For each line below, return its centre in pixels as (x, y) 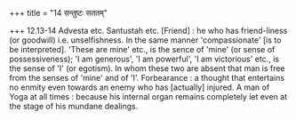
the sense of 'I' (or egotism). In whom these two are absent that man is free (148, 68)
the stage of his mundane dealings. (74, 106)
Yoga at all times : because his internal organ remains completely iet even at (148, 96)
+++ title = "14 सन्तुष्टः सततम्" (59, 13)
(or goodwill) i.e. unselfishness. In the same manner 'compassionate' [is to (145, 40)
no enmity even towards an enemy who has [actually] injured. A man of (140, 87)
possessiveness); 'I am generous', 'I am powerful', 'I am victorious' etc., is (144, 59)
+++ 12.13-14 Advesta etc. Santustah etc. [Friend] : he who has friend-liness (148, 31)
